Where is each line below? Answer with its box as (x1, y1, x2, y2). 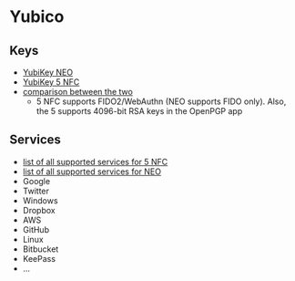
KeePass (22, 253, 56, 264)
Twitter (22, 185, 50, 196)
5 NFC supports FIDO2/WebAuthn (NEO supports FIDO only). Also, (36, 96, 287, 107)
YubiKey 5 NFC (22, 77, 80, 88)
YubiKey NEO (22, 67, 74, 78)
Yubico (9, 6, 65, 27)
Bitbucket (22, 244, 59, 255)
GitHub (22, 224, 50, 234)
